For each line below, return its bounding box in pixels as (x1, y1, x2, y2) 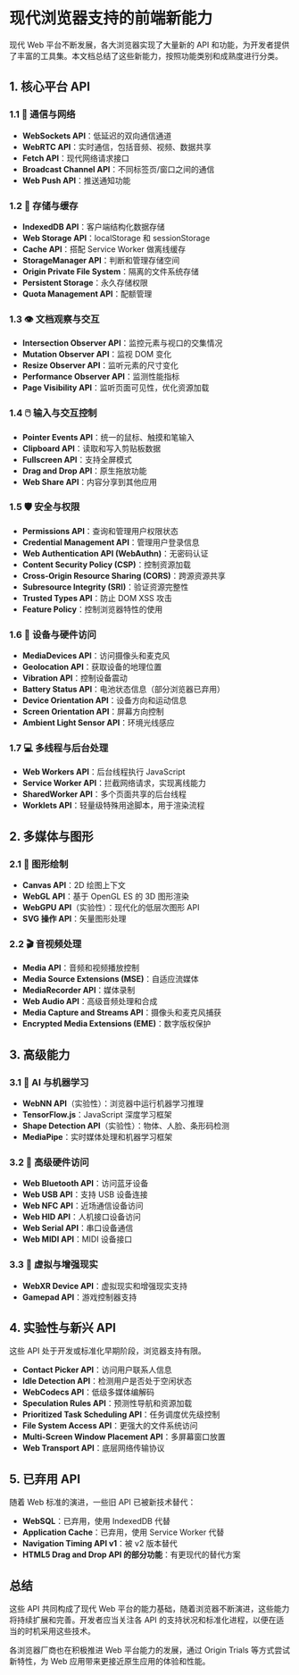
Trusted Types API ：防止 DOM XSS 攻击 (21, 592, 172, 603)
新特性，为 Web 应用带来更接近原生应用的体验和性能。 (9, 1656, 211, 1667)
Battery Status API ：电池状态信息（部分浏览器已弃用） (21, 684, 226, 695)
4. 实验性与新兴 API (9, 1320, 116, 1336)
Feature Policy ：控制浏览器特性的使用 (21, 604, 163, 615)
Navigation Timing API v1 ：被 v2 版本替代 (21, 1538, 179, 1549)
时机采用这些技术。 (24, 1626, 96, 1637)
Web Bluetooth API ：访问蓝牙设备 (21, 1178, 149, 1189)
